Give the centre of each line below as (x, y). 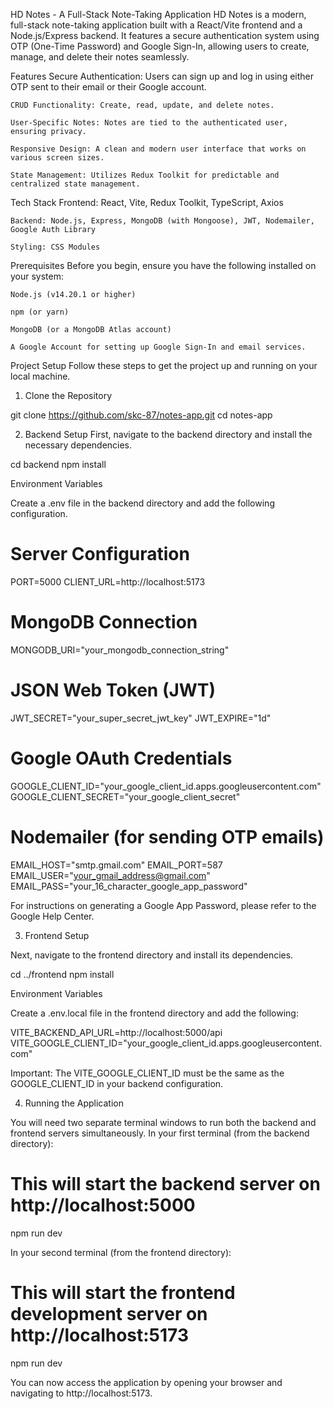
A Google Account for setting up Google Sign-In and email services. (158, 347)
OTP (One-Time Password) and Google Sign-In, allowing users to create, (160, 46)
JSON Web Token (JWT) (113, 690)
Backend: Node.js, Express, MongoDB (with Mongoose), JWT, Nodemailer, (162, 221)
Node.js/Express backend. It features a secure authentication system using (165, 35)
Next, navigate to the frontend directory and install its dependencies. (152, 955)
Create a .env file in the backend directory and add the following (142, 503)
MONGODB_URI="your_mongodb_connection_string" (120, 650)
